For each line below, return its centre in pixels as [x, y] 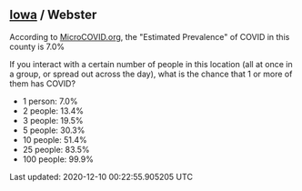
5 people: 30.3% [54, 130]
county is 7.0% [37, 46]
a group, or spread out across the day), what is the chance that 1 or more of [151, 74]
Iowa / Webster [53, 15]
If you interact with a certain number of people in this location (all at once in [151, 64]
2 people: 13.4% [53, 111]
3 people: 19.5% [53, 120]
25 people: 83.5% [56, 149]
